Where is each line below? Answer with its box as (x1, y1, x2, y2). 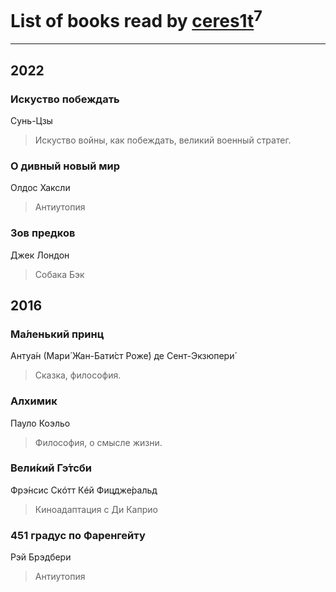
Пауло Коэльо (10, 417, 71, 429)
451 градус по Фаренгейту (10, 528, 146, 542)
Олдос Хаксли (10, 182, 71, 194)
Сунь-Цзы (10, 114, 53, 126)
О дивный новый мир (10, 159, 120, 173)
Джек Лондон (10, 249, 70, 261)
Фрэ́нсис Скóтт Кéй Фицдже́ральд (10, 484, 158, 496)
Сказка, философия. (34, 369, 122, 381)
